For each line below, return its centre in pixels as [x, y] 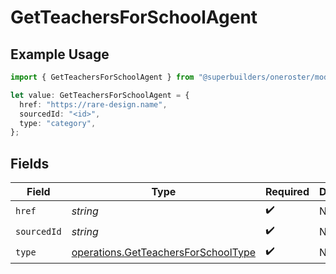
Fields [30, 163]
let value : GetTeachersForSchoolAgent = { [100, 95]
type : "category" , [58, 123]
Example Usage [60, 54]
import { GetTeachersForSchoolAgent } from [102, 77]
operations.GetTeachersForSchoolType [164, 252]
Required [287, 192]
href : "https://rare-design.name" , [93, 104]
